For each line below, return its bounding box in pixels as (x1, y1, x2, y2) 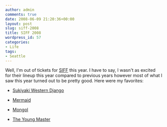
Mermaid (12, 97, 31, 103)
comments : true (5, 12, 37, 17)
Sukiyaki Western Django (12, 88, 64, 94)
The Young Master (12, 117, 51, 123)
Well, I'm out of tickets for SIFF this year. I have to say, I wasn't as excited (5, 67, 156, 73)
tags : (5, 49, 16, 54)
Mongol (12, 107, 28, 113)
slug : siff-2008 (5, 26, 39, 31)
